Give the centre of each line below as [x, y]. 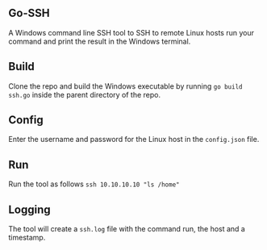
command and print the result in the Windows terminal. [100, 41]
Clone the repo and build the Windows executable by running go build [125, 86]
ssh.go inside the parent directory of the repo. [85, 94]
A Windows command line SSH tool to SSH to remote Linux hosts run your [131, 32]
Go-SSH [29, 13]
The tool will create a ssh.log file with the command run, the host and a [127, 229]
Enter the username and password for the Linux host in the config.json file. [134, 140]
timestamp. [27, 238]
